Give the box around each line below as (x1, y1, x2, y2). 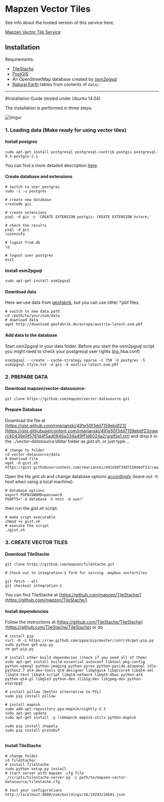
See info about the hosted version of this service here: (5, 20, 115, 25)
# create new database (5, 197, 51, 203)
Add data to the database (5, 332, 58, 338)
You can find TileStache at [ (5, 592, 61, 598)
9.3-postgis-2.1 (5, 154, 38, 159)
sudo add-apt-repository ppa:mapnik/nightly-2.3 (5, 707, 106, 711)
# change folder (5, 754, 38, 758)
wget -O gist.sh (5, 461, 38, 466)
